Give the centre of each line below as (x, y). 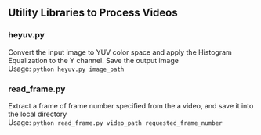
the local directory (38, 114)
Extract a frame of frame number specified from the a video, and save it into (131, 105)
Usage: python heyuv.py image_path (66, 69)
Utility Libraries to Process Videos (93, 13)
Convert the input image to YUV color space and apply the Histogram (120, 52)
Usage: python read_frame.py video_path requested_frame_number (115, 122)
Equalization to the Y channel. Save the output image (93, 60)
